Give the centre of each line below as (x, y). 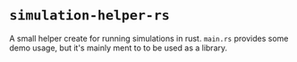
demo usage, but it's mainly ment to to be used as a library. (119, 48)
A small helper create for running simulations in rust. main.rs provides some (149, 38)
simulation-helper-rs (89, 15)
